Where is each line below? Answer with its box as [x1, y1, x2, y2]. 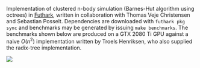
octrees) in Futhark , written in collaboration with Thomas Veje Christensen [6, 11, 191, 18]
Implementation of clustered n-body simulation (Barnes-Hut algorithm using [6, 5, 195, 12]
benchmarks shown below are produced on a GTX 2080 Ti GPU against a [6, 30, 189, 38]
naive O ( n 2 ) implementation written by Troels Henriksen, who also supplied [6, 37, 193, 45]
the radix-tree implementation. [6, 44, 82, 51]
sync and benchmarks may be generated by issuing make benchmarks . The [6, 24, 189, 31]
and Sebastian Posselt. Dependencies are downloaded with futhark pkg [6, 18, 186, 24]
